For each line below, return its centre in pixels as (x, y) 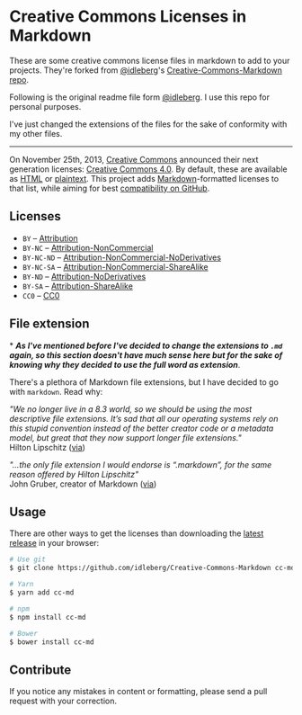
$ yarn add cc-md (42, 593)
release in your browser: (54, 543)
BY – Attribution (50, 238)
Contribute (40, 670)
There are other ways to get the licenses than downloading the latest (137, 533)
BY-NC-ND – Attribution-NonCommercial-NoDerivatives (122, 257)
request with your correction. (63, 701)
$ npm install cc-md (48, 617)
